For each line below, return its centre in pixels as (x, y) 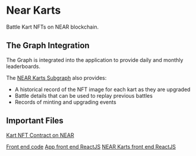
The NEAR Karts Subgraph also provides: (56, 77)
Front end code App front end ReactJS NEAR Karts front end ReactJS (91, 146)
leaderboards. (23, 66)
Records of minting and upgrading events (66, 102)
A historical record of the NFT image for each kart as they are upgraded (102, 89)
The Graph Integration (48, 46)
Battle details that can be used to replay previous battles (84, 95)
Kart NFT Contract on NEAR (40, 135)
